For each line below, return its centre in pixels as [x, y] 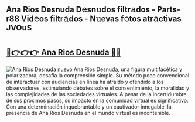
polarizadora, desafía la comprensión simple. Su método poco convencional [97, 75]
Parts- [169, 10]
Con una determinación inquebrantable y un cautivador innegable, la [89, 107]
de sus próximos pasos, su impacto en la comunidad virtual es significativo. [97, 100]
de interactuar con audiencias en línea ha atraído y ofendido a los [85, 82]
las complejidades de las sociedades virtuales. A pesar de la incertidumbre [96, 94]
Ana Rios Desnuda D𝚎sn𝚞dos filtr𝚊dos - [81, 10]
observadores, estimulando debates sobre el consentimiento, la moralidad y [97, 88]
